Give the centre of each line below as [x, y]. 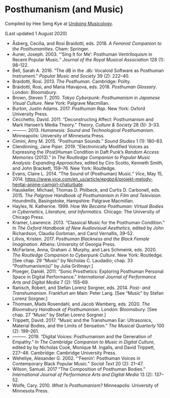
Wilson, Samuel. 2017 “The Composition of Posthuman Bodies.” [79, 369]
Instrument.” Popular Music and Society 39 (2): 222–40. [71, 76]
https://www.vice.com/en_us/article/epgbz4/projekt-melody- [89, 179]
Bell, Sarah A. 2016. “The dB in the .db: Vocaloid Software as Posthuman [88, 71]
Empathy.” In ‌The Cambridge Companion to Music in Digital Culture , [83, 342]
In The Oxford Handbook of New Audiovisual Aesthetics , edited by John [88, 228]
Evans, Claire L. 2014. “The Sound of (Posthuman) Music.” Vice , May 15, [88, 173]
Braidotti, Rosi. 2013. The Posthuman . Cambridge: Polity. [71, 81]
